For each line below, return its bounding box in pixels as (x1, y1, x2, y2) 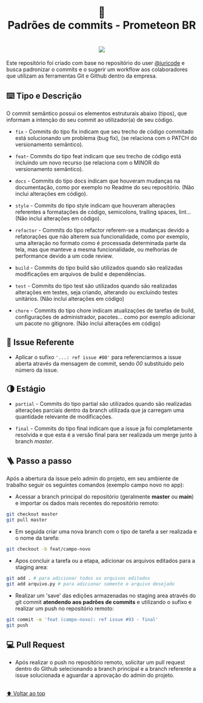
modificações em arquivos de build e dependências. (15, 270, 147, 278)
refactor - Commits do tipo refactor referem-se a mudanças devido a (15, 226, 189, 234)
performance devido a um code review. (15, 252, 113, 260)
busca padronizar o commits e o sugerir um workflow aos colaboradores (6, 66, 188, 73)
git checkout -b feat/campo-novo (6, 546, 91, 553)
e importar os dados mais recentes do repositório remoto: (15, 500, 159, 507)
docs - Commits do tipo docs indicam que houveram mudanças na (15, 177, 181, 184)
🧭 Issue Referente (6, 337, 75, 348)
